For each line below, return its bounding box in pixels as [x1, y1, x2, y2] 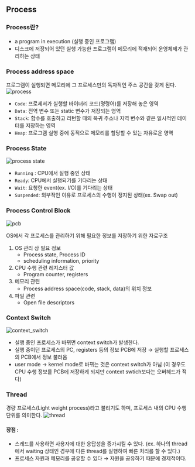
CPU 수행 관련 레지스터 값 [14, 264, 74, 271]
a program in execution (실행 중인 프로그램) [14, 37, 117, 44]
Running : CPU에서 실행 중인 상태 [14, 170, 91, 177]
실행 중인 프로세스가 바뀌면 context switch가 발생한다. [14, 339, 139, 346]
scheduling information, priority [23, 257, 100, 264]
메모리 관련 [14, 277, 40, 284]
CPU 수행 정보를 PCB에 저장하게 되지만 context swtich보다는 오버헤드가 [14, 368, 181, 375]
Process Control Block [6, 207, 71, 215]
